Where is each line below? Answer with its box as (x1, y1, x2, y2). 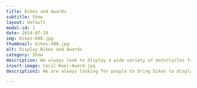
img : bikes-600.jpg (6, 36, 54, 41)
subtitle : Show (6, 14, 43, 20)
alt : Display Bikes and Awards (6, 47, 83, 52)
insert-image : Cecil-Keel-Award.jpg (6, 62, 96, 69)
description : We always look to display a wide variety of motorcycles (6, 57, 185, 63)
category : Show (6, 52, 43, 58)
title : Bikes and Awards (6, 8, 67, 15)
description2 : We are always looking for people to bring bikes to (6, 68, 175, 74)
